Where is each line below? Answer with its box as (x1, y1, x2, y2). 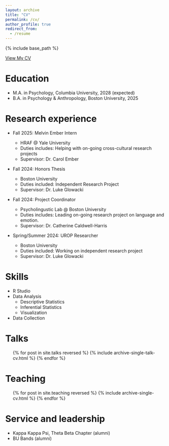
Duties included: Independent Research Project (20, 181, 119, 187)
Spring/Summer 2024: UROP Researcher (12, 232, 98, 239)
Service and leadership (5, 413, 105, 425)
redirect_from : (5, 27, 38, 32)
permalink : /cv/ (5, 17, 40, 22)
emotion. (20, 217, 39, 223)
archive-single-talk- (113, 350, 155, 356)
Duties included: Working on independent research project (20, 248, 143, 254)
